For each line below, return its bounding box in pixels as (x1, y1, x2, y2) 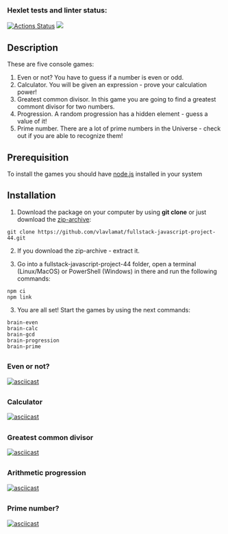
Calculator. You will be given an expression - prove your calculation (16, 81, 207, 89)
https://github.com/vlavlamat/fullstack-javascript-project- (37, 229, 216, 235)
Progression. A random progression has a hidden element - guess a (16, 110, 208, 118)
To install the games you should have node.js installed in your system (7, 170, 203, 178)
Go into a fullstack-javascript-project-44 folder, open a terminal (16, 259, 197, 268)
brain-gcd (7, 331, 36, 338)
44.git (7, 234, 26, 242)
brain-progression (7, 337, 60, 344)
